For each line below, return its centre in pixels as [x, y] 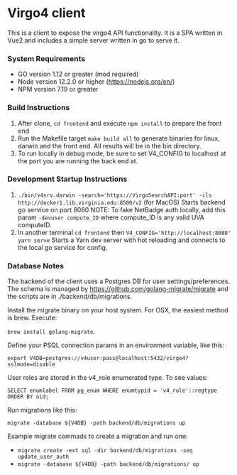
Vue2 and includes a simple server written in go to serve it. [93, 40]
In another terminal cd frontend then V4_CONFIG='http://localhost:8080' [124, 232]
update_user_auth [43, 457]
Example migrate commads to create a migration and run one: [98, 436]
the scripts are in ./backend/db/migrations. [70, 297]
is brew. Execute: [32, 318]
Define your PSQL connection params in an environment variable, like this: [116, 345]
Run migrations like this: [42, 410]
